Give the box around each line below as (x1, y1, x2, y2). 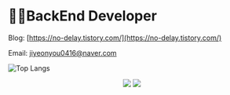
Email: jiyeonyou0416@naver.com (8, 48, 117, 57)
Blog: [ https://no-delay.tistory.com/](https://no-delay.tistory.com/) (8, 33, 222, 42)
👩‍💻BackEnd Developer (8, 7, 157, 25)
